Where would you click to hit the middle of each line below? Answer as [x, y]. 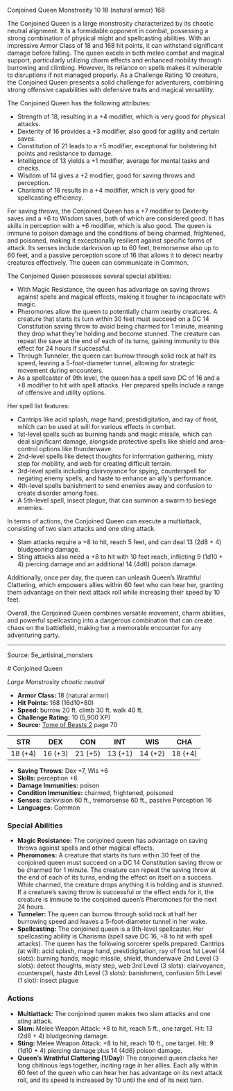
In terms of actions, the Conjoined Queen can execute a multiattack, [104, 521]
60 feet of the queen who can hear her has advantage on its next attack [120, 1072]
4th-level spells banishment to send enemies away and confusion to [115, 486]
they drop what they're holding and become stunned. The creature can [119, 333]
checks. [28, 168]
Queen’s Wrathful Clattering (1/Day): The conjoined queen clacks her [118, 1058]
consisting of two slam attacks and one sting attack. [81, 529]
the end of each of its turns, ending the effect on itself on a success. [115, 878]
